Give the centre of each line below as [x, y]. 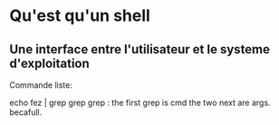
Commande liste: [41, 85]
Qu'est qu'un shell [80, 16]
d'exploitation [50, 63]
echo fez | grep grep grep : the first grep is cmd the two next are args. [140, 102]
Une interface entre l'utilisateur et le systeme [139, 49]
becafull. [26, 112]
